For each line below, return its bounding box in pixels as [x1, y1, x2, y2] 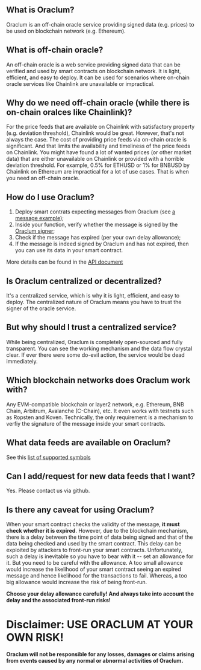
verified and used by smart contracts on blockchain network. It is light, [6, 67, 182, 74]
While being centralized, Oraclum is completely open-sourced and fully [6, 338, 183, 345]
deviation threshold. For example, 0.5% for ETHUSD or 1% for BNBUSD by [6, 161, 190, 169]
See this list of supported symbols [6, 454, 91, 461]
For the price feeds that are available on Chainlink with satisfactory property [6, 123, 195, 131]
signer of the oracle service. [6, 305, 76, 312]
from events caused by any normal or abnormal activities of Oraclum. [6, 657, 184, 665]
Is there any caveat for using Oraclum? [6, 504, 155, 515]
